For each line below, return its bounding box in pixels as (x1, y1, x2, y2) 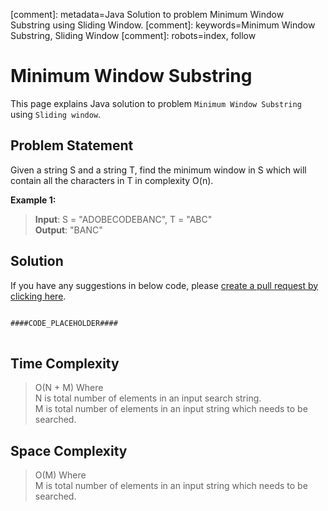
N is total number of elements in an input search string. (34, 392, 262, 404)
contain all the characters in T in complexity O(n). (10, 174, 214, 186)
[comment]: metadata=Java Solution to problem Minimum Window (10, 9, 285, 20)
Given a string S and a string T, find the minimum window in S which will (10, 164, 307, 176)
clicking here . (10, 290, 67, 302)
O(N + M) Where (34, 382, 104, 394)
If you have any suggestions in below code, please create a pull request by (10, 279, 319, 291)
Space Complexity (10, 442, 128, 459)
